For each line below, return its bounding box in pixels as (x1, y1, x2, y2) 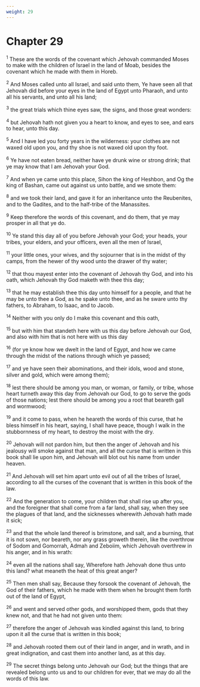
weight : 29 (6, 8, 33, 15)
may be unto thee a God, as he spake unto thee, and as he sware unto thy (6, 296, 188, 303)
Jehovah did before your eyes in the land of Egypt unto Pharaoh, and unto (6, 87, 188, 94)
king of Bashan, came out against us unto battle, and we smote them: (6, 182, 177, 189)
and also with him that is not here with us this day (6, 333, 128, 341)
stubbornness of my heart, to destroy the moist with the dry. (6, 428, 154, 436)
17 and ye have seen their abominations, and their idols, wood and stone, (6, 364, 184, 372)
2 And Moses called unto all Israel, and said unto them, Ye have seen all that (6, 80, 193, 87)
